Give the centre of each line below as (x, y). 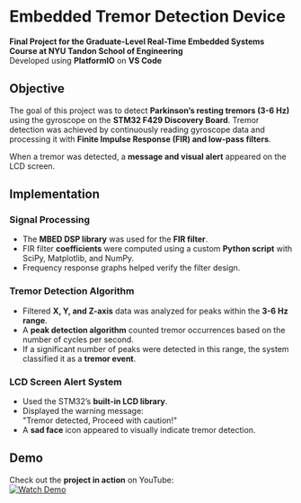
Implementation (55, 194)
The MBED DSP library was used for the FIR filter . (115, 239)
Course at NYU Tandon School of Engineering (96, 50)
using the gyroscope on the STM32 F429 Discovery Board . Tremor (134, 119)
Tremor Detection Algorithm (72, 291)
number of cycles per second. (78, 340)
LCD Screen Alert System (66, 382)
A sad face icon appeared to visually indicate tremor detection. (139, 430)
